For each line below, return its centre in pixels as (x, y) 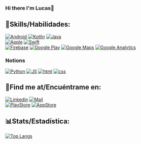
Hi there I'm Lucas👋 (30, 8)
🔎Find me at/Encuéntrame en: (53, 87)
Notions (15, 60)
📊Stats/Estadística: (38, 122)
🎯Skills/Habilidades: (38, 25)
